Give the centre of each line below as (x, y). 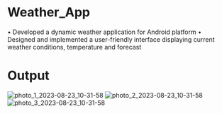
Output (28, 76)
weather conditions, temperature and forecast (74, 47)
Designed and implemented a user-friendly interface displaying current (111, 39)
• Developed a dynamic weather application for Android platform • (105, 32)
